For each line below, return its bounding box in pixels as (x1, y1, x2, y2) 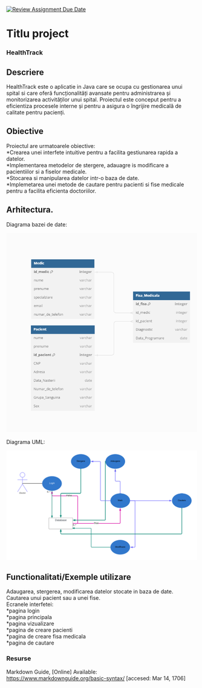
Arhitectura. (6, 205, 53, 215)
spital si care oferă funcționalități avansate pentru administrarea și (6, 89, 171, 97)
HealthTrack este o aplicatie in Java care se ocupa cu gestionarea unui (6, 83, 183, 90)
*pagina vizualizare (6, 620, 54, 628)
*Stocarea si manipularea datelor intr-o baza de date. (6, 174, 140, 181)
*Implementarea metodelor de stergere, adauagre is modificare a (6, 161, 169, 169)
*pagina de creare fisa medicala (6, 633, 86, 640)
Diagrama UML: (6, 438, 45, 445)
